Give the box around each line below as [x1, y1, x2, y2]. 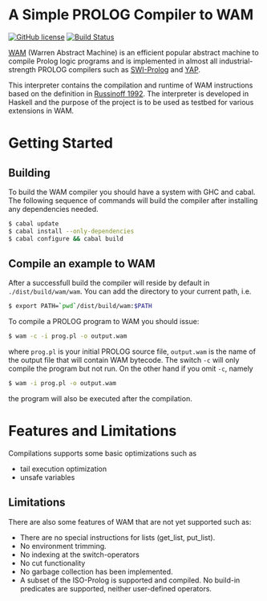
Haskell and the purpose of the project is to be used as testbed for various [8, 97, 254, 107]
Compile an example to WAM [8, 257, 156, 270]
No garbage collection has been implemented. [19, 566, 174, 576]
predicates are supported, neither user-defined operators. [19, 583, 212, 593]
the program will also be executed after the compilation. [8, 394, 192, 403]
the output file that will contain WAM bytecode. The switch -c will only [8, 355, 240, 365]
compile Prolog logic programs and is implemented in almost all [8, 56, 218, 66]
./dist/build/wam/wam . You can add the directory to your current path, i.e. [8, 286, 252, 296]
